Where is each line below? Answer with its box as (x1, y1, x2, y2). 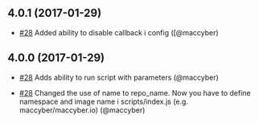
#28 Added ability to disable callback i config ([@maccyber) (18, 27, 219, 37)
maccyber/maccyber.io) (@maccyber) (18, 105, 146, 115)
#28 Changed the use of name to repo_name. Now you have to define (18, 88, 251, 97)
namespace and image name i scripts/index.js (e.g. (18, 96, 188, 106)
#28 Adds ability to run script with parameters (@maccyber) (18, 72, 219, 82)
